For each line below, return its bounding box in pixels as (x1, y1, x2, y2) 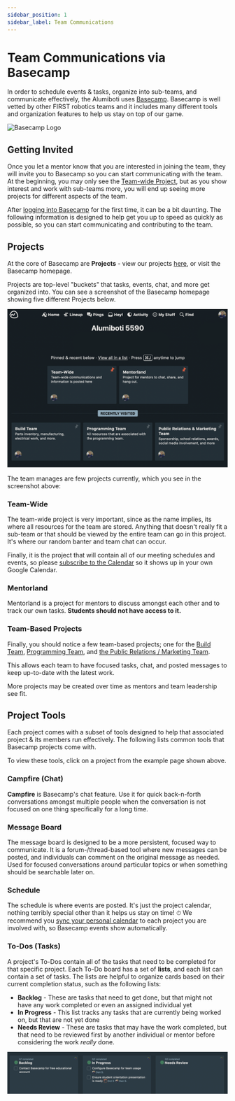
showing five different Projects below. (7, 295, 116, 304)
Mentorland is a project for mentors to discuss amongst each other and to (7, 599, 220, 608)
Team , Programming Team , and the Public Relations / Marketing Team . (7, 647, 211, 655)
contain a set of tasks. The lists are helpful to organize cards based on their (7, 972, 225, 981)
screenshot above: (7, 481, 61, 490)
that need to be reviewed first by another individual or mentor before (17, 1030, 215, 1039)
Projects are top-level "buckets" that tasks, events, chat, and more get (7, 280, 210, 289)
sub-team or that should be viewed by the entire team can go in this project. (7, 530, 227, 538)
